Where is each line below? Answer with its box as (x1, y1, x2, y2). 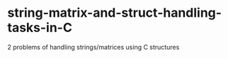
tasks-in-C (7, 20, 73, 36)
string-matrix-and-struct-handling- (7, 5, 222, 21)
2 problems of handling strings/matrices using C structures (7, 43, 180, 51)
